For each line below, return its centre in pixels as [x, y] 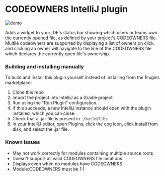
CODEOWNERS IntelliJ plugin [67, 9]
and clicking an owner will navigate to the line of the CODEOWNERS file [78, 48]
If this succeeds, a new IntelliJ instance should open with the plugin [82, 108]
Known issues [23, 142]
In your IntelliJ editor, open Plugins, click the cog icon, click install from [85, 124]
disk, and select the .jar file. [41, 129]
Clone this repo [28, 92]
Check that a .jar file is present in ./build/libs [60, 119]
